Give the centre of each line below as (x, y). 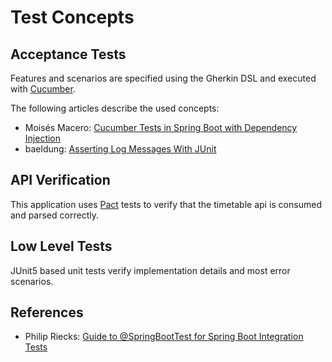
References (47, 312)
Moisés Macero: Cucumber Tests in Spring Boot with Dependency (161, 127)
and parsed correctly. (54, 215)
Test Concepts (72, 17)
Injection (43, 138)
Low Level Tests (61, 246)
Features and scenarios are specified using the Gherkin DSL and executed (163, 78)
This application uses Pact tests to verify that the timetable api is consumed (166, 204)
